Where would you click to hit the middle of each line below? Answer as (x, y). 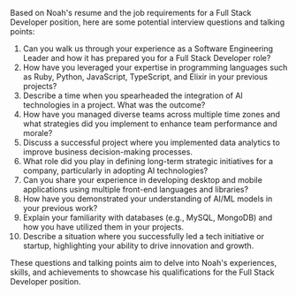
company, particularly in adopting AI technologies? (115, 170)
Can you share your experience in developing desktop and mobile (143, 180)
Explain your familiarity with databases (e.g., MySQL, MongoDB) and (148, 217)
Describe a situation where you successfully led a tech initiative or (143, 236)
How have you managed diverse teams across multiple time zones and (152, 114)
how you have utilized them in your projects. (103, 227)
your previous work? (60, 208)
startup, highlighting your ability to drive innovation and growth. (138, 246)
